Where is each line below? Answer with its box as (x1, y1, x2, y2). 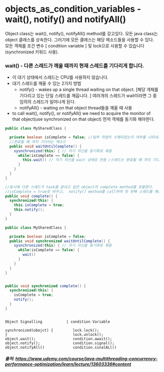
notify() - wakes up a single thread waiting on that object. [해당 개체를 (19, 87, 159, 92)
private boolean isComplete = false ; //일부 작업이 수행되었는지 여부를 (9, 135, 146, 140)
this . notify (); (14, 207, 45, 212)
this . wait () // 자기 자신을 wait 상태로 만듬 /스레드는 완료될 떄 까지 (22, 157, 151, 162)
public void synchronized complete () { (5, 284, 86, 288)
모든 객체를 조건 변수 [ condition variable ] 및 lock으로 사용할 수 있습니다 (5, 43, 145, 48)
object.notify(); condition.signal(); (5, 341, 115, 346)
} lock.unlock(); (5, 332, 104, 337)
